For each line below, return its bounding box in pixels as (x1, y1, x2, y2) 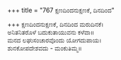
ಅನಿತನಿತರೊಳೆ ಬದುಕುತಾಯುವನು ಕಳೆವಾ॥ (7, 28, 95, 36)
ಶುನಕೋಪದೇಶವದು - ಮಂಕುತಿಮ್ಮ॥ (7, 44, 83, 52)
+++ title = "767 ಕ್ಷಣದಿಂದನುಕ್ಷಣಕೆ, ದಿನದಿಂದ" (7, 6, 115, 14)
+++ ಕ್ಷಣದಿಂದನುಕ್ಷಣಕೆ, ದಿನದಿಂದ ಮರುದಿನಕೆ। (7, 20, 104, 28)
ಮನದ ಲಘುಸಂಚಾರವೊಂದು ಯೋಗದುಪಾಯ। (7, 36, 102, 44)
